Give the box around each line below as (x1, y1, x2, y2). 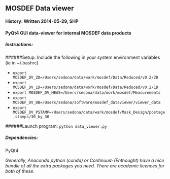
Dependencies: (5, 134, 38, 141)
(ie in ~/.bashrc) (5, 59, 39, 65)
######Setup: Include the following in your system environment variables (5, 54, 160, 60)
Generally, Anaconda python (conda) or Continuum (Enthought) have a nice (5, 157, 164, 163)
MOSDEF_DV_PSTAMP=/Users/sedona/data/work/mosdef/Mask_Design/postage (12, 110, 165, 115)
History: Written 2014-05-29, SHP (5, 18, 79, 24)
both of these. (5, 168, 35, 174)
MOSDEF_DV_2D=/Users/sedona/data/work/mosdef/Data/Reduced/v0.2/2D (12, 75, 158, 80)
